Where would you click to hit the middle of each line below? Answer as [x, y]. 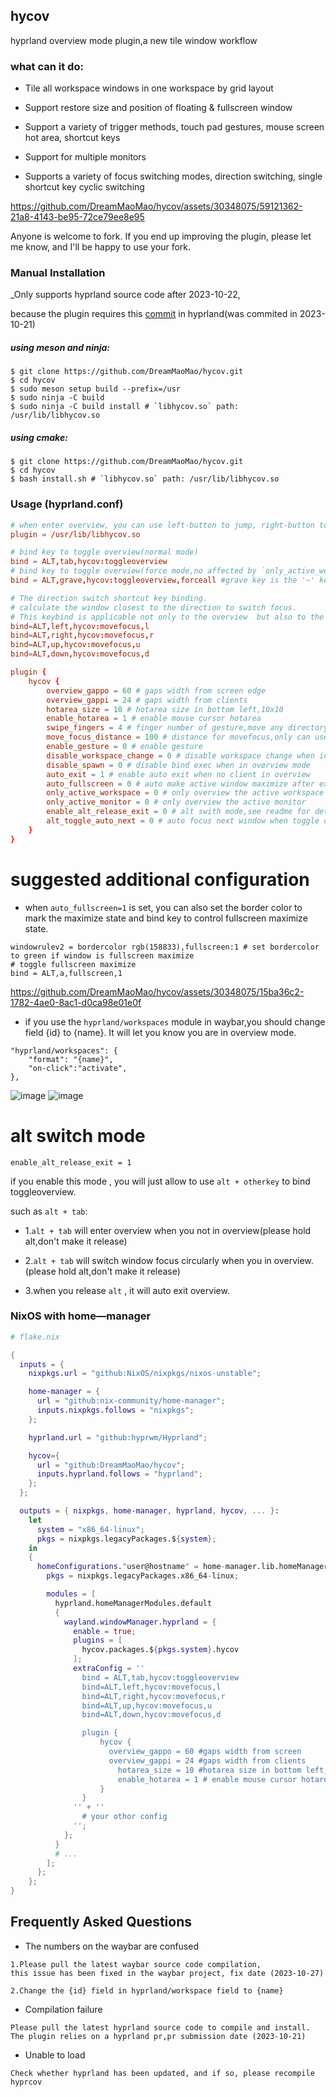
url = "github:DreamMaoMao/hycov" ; [111, 1465]
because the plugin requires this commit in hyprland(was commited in [154, 314]
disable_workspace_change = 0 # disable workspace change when [180, 755]
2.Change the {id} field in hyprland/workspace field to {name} [147, 1990]
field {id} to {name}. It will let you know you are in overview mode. [160, 1032]
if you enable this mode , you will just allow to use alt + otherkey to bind [160, 1181]
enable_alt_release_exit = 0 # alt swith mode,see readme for [178, 812]
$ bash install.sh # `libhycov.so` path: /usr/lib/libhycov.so [145, 479]
